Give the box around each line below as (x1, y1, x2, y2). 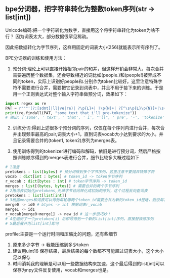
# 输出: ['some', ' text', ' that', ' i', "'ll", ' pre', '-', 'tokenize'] (5, 115, 167, 120)
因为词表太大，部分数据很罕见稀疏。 (15, 33, 91, 39)
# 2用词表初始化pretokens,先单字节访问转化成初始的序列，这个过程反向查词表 (5, 188, 148, 193)
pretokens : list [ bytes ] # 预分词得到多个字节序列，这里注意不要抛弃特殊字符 (5, 169, 155, 174)
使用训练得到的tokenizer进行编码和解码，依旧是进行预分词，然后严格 (12, 148, 156, 154)
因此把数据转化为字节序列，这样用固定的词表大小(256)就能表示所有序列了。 (5, 44, 163, 50)
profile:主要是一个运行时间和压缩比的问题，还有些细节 (5, 230, 118, 237)
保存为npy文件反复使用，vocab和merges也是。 (12, 267, 111, 273)
